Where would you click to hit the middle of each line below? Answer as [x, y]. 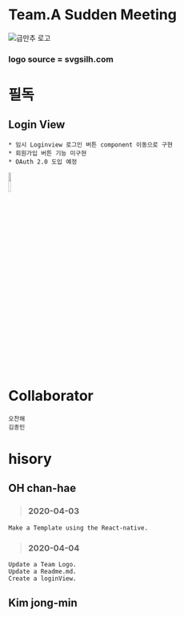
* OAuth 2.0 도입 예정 [43, 162]
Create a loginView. [43, 579]
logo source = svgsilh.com [61, 59]
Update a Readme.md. [43, 571]
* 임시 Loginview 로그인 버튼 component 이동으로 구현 [91, 145]
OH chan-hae [42, 488]
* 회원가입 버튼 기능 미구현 [48, 153]
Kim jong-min [43, 603]
